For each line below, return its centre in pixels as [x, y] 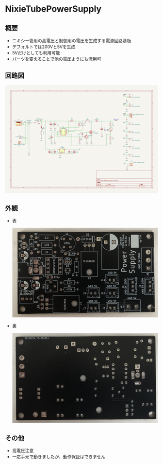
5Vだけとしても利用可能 [36, 53]
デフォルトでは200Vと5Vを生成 [44, 47]
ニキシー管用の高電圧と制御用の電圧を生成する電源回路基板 [72, 41]
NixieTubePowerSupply [53, 9]
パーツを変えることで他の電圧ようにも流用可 [57, 59]
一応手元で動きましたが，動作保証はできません [59, 457]
